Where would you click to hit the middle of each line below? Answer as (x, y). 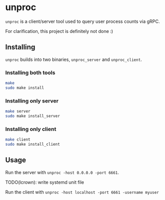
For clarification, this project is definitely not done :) (59, 31)
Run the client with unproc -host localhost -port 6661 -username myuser (82, 192)
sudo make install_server (32, 116)
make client (18, 140)
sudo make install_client (32, 144)
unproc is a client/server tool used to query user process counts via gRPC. (82, 21)
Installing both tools (30, 73)
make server (18, 111)
